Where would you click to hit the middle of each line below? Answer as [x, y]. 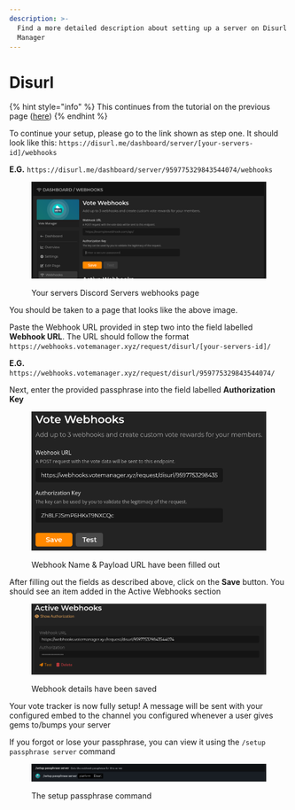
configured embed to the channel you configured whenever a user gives [141, 716]
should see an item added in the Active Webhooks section [115, 591]
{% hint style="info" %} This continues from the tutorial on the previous [140, 107]
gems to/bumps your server [60, 725]
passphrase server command [62, 752]
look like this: [33, 143]
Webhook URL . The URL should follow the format [99, 337]
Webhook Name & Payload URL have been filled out [126, 565]
